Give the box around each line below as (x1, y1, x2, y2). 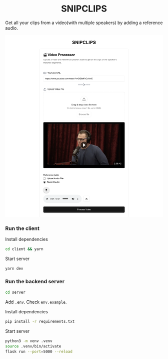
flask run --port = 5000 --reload (5, 349, 72, 354)
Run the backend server (5, 278, 65, 285)
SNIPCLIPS (60, 3, 107, 15)
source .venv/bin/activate (5, 343, 61, 349)
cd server (5, 290, 26, 295)
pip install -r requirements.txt (5, 319, 75, 324)
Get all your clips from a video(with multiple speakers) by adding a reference (5, 20, 163, 26)
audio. (5, 25, 18, 31)
